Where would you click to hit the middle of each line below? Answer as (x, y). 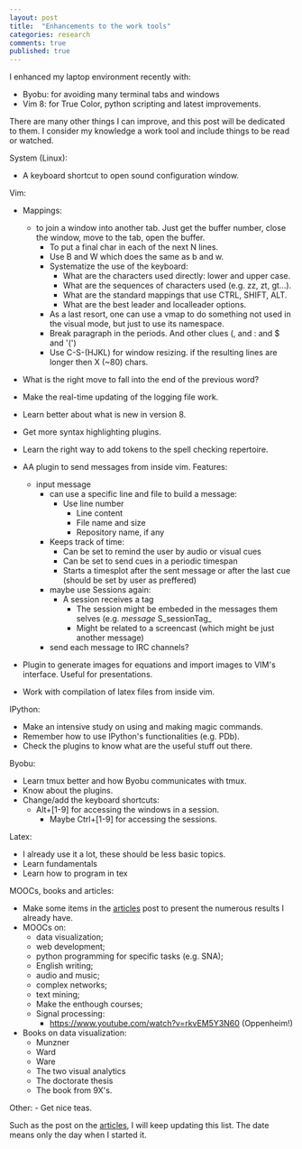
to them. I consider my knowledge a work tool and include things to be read (150, 131)
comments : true (38, 43)
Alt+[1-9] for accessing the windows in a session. (128, 810)
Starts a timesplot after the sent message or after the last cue (177, 571)
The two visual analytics (81, 1071)
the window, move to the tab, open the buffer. (120, 238)
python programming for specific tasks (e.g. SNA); (129, 956)
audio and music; (68, 976)
